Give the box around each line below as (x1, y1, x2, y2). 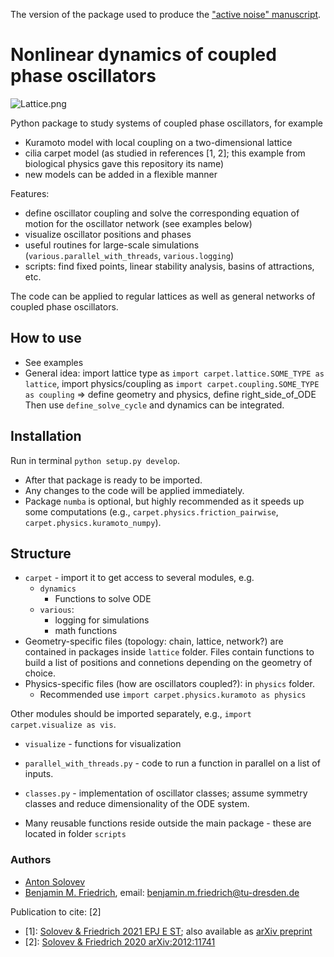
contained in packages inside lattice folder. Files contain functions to (24, 646, 315, 658)
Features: (10, 187, 50, 199)
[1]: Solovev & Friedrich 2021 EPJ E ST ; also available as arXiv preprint (24, 925, 313, 937)
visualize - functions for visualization (24, 738, 182, 750)
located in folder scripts (24, 828, 127, 840)
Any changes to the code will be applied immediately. (24, 484, 245, 496)
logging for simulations (54, 614, 150, 626)
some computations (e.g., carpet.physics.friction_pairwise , (24, 505, 279, 518)
